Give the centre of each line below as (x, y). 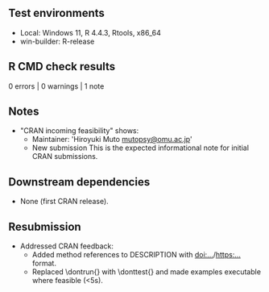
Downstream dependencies (79, 182)
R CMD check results (62, 67)
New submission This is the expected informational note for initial (141, 148)
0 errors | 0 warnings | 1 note (56, 86)
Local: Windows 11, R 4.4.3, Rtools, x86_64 (90, 32)
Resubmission (45, 226)
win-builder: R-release (57, 41)
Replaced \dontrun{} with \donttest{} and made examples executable (147, 272)
